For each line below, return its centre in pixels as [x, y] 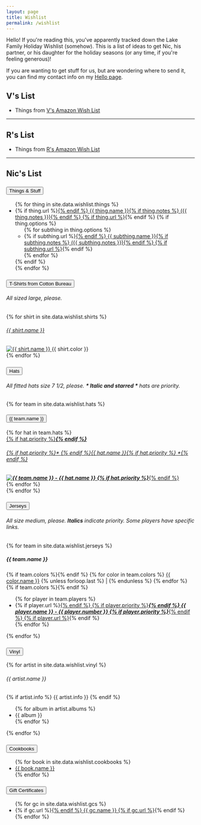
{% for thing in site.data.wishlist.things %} [67, 204]
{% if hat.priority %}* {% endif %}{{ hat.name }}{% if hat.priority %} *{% [97, 453]
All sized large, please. [34, 298]
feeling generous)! [29, 59]
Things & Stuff [25, 191]
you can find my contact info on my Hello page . [65, 77]
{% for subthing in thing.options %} [68, 230]
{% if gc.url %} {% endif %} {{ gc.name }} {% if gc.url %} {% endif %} [100, 810]
